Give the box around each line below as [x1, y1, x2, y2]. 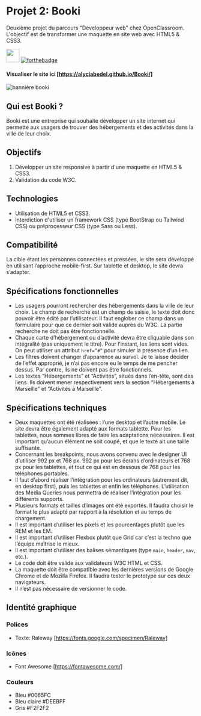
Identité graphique [6, 602, 77, 612]
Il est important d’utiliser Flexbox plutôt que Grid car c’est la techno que [14, 534, 191, 541]
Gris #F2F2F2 [14, 705, 49, 712]
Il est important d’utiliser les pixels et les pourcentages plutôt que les [14, 521, 185, 528]
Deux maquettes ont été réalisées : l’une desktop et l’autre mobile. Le [14, 419, 186, 426]
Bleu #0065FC [14, 691, 51, 699]
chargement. [14, 515, 47, 522]
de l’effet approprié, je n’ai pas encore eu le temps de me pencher [14, 360, 178, 367]
